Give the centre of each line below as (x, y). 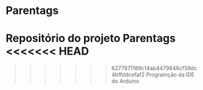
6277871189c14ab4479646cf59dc (154, 68)
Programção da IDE (170, 75)
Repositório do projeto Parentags (91, 39)
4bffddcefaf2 (128, 75)
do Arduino (126, 81)
